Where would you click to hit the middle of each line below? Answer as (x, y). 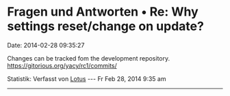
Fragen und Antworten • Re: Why (103, 12)
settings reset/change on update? (105, 26)
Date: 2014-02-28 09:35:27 (46, 45)
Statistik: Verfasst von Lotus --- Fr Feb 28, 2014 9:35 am (87, 78)
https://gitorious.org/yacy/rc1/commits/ (62, 65)
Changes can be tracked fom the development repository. (89, 58)
